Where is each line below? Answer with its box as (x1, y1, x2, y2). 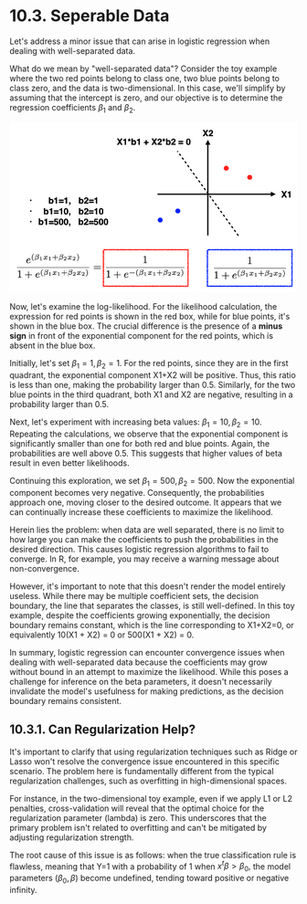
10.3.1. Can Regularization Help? (9, 722, 196, 738)
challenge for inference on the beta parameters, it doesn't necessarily (9, 676, 272, 687)
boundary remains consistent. (9, 695, 122, 706)
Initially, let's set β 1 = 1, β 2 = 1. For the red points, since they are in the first (9, 358, 290, 371)
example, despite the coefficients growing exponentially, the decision (9, 609, 270, 621)
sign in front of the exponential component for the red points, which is (9, 331, 274, 342)
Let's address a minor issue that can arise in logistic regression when (9, 36, 270, 47)
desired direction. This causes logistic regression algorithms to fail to (9, 543, 270, 554)
